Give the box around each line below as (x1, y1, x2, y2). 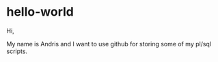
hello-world (6, 4, 74, 20)
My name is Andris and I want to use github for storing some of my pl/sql (6, 40, 212, 48)
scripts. (6, 47, 28, 55)
